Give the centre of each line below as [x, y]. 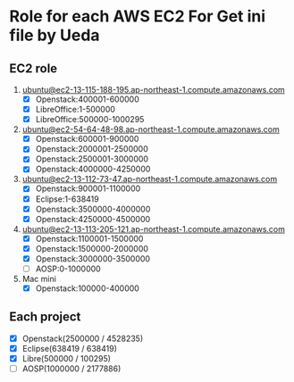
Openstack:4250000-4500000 [93, 219]
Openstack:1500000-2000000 [92, 248]
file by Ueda [55, 35]
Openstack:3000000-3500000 [92, 258]
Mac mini [39, 278]
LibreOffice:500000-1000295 [90, 120]
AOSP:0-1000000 [68, 269]
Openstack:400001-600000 [88, 99]
